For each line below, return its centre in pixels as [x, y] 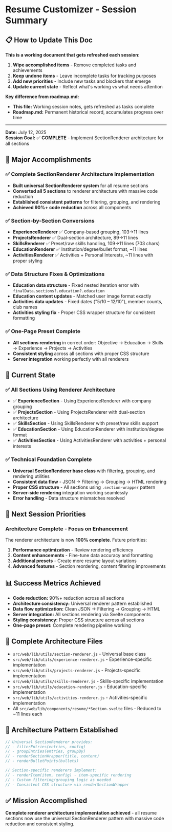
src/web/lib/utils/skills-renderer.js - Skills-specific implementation [88, 681]
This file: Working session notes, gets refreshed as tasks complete [83, 107]
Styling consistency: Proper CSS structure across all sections [78, 620]
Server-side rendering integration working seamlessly [70, 492]
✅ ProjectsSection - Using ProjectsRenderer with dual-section [79, 412]
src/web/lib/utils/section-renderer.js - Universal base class [79, 654]
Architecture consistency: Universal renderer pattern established [82, 604]
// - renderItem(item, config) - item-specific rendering [68, 775]
